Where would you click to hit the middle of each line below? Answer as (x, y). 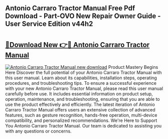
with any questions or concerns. (38, 131)
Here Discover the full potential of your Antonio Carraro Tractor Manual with (83, 73)
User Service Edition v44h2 (49, 24)
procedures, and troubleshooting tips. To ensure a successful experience (81, 83)
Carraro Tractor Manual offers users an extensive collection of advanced (80, 110)
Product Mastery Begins (133, 67)
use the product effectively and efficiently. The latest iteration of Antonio (80, 104)
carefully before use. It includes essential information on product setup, (79, 94)
